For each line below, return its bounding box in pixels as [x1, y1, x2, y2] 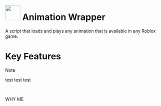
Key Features [5, 51, 61, 62]
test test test [5, 77, 31, 83]
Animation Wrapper [22, 11, 106, 23]
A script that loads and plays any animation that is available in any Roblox [5, 28, 156, 34]
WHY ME [5, 96, 24, 102]
